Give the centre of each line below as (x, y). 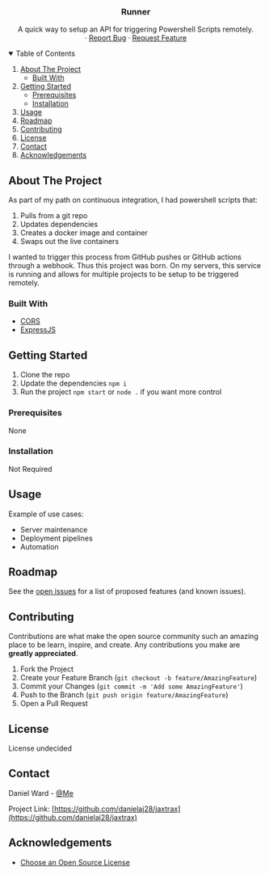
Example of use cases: (46, 514)
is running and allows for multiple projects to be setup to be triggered (124, 274)
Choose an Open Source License (75, 862)
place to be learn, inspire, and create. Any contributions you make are (124, 645)
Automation (39, 546)
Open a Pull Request (54, 704)
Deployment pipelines (56, 538)
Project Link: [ (32, 809)
